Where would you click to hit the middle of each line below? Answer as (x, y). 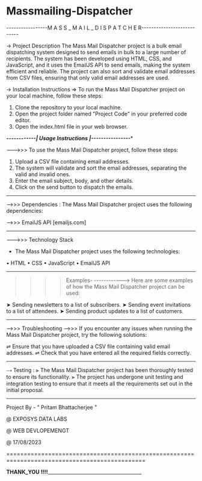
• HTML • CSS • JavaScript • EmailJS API (58, 263)
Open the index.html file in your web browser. (71, 126)
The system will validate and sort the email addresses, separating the (101, 168)
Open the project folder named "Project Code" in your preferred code (101, 114)
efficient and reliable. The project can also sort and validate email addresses (101, 71)
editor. (23, 120)
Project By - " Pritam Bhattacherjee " (52, 407)
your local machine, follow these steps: (55, 96)
